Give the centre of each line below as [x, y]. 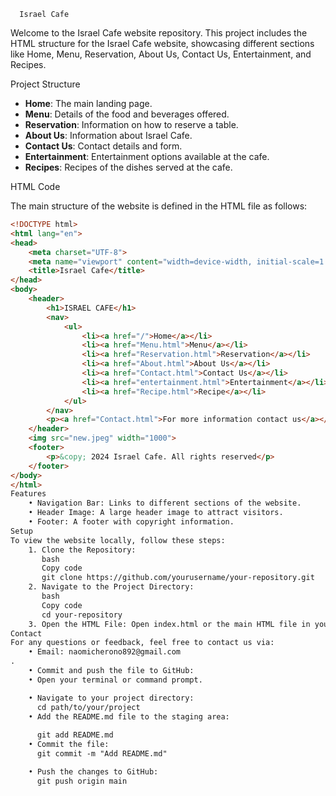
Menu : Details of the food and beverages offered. [127, 114]
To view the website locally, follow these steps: [118, 540]
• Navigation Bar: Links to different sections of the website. [165, 503]
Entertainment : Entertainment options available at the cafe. [147, 156]
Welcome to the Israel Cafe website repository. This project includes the [159, 33]
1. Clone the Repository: [82, 550]
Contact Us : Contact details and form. [103, 146]
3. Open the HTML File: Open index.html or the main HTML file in [169, 624]
